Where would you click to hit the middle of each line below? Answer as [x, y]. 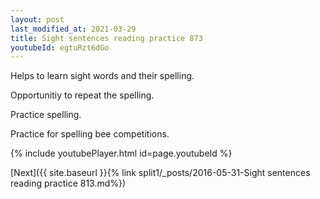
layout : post [37, 19]
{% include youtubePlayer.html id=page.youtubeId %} [121, 153]
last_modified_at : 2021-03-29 [73, 29]
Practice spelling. [46, 115]
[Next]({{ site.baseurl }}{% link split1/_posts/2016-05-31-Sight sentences [160, 173]
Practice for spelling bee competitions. [90, 134]
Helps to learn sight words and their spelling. [102, 76]
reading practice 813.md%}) [68, 183]
